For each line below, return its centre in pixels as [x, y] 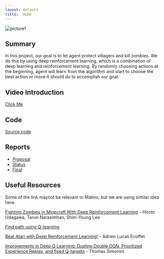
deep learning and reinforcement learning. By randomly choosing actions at [82, 66]
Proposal [21, 159]
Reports [18, 147]
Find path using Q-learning [33, 227]
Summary [20, 44]
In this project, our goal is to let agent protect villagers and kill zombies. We [81, 56]
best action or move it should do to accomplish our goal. [62, 77]
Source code [18, 131]
